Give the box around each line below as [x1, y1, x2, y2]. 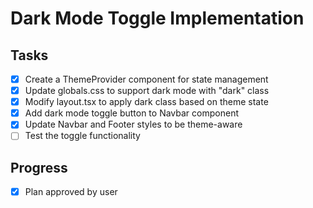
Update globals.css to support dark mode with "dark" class [24, 85, 270, 97]
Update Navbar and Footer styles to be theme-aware [24, 118, 243, 131]
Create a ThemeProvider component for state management [24, 73, 269, 85]
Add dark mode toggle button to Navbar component [24, 107, 239, 119]
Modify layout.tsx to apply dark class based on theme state [24, 96, 269, 108]
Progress [10, 159, 68, 176]
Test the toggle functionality [24, 130, 141, 142]
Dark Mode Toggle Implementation [10, 7, 305, 30]
